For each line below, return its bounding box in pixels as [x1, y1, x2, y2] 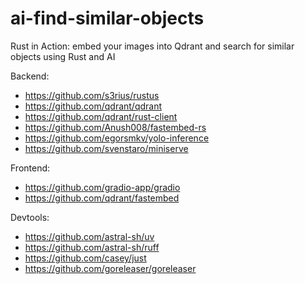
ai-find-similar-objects [10, 7, 205, 30]
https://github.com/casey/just [24, 252, 147, 264]
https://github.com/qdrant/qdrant [24, 100, 163, 112]
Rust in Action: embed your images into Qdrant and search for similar [10, 40, 295, 52]
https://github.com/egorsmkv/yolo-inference [24, 132, 210, 144]
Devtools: [10, 211, 50, 223]
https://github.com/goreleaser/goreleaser [24, 262, 197, 274]
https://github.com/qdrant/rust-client [24, 110, 178, 122]
